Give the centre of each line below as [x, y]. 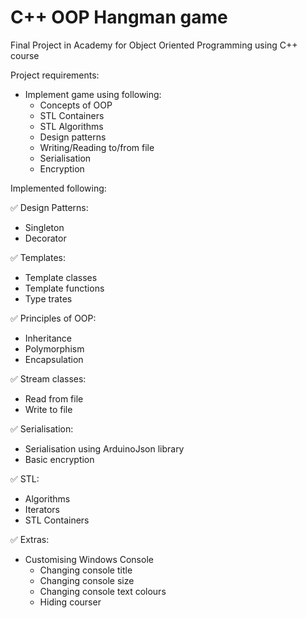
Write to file [48, 409]
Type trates [48, 298]
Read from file [54, 398]
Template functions [64, 288]
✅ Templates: [38, 257]
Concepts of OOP [76, 105]
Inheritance [48, 338]
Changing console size [87, 580]
